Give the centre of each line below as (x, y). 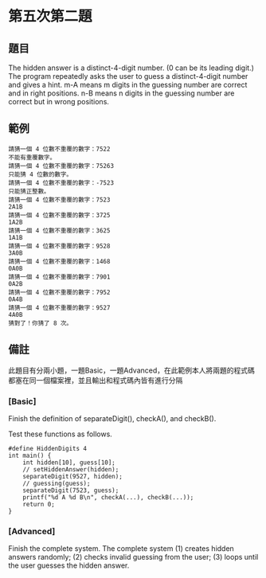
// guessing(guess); (57, 483)
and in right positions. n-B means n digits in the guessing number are (121, 93)
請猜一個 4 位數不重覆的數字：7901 (59, 277)
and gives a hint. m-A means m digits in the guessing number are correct (128, 85)
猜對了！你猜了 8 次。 (41, 323)
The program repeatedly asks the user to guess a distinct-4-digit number (128, 76)
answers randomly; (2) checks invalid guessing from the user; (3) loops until (133, 557)
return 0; (39, 504)
